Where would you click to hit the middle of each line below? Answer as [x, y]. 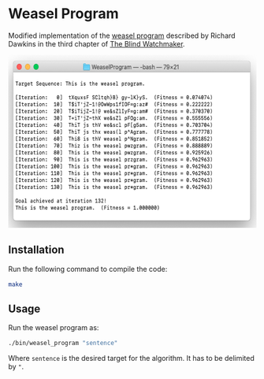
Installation [36, 250]
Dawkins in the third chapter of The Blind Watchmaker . [97, 43]
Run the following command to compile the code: [88, 269]
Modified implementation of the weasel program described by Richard [122, 35]
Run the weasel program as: [54, 328]
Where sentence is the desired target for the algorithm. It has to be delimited [131, 359]
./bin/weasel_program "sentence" [63, 344]
